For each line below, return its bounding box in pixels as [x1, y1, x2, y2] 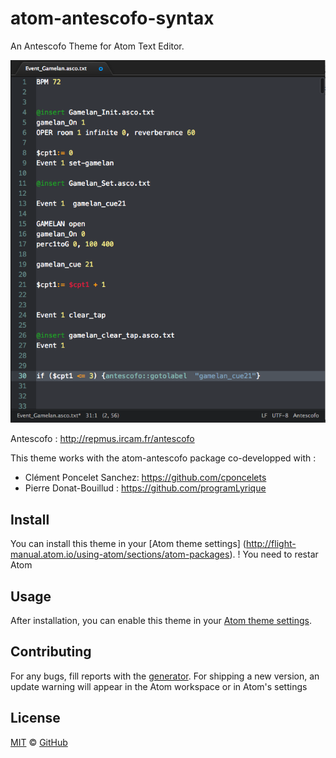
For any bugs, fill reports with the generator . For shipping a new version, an [10, 670, 320, 682]
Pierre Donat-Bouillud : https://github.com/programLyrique [24, 482, 267, 494]
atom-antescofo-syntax [10, 7, 215, 30]
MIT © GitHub [10, 736, 68, 748]
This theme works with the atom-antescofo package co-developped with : [10, 452, 317, 464]
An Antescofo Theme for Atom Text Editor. [10, 40, 185, 52]
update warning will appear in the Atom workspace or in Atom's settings [10, 680, 308, 692]
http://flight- [245, 538, 297, 550]
